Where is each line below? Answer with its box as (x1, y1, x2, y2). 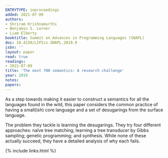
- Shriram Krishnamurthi (5, 21, 57, 27)
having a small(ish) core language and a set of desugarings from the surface (5, 107, 163, 113)
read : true (5, 54, 28, 59)
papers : (5, 82, 22, 87)
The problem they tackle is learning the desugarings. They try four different (5, 122, 161, 128)
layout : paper (5, 49, 35, 54)
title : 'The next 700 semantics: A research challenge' (5, 68, 124, 73)
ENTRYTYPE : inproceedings (5, 7, 59, 13)
